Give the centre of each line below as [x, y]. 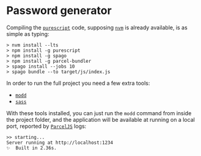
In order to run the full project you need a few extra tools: [78, 83]
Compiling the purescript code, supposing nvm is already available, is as [97, 27]
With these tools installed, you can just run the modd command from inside [99, 113]
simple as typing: [28, 34]
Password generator [59, 11]
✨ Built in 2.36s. [31, 148]
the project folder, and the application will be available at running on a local [101, 119]
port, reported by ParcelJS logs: [46, 126]
